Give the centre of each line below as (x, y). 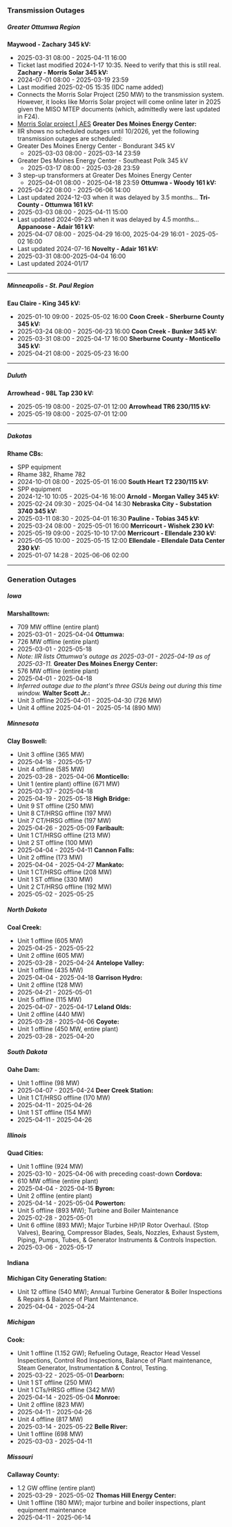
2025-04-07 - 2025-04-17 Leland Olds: (74, 1007)
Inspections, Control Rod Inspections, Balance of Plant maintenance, (115, 1360)
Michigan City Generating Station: (57, 1278)
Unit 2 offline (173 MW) (50, 857)
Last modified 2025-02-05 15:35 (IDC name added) (90, 87)
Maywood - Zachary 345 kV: (49, 44)
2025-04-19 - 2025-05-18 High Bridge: (74, 798)
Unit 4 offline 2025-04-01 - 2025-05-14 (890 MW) (89, 707)
